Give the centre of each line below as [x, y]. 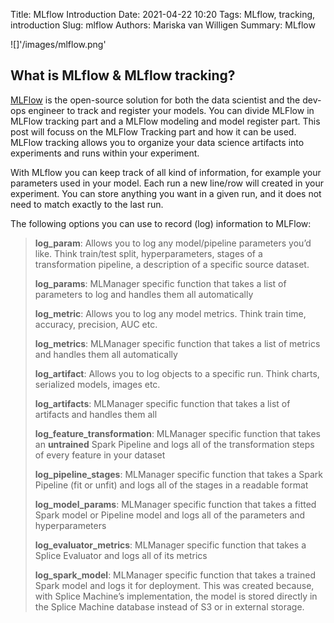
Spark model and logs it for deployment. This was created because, [174, 585]
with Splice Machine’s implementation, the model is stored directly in [176, 596]
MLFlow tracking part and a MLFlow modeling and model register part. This [165, 121]
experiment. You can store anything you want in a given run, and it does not [166, 193]
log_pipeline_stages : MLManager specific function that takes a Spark [179, 474]
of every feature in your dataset [100, 455]
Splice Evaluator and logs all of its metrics [121, 555]
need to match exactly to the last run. [87, 204]
